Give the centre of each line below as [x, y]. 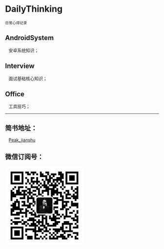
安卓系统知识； [24, 50]
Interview [20, 66]
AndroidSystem [30, 38]
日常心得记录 [16, 23]
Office [15, 94]
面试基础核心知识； [28, 78]
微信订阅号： [24, 157]
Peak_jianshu [22, 140]
